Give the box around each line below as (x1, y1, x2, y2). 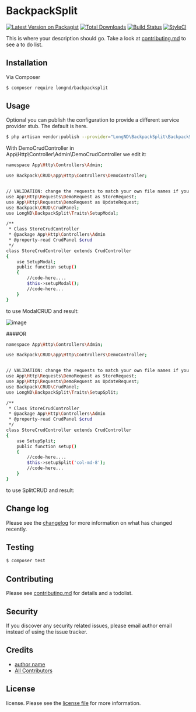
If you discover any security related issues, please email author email (6, 622, 172, 629)
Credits (6, 645, 34, 655)
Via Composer (6, 73, 41, 80)
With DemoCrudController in (6, 145, 74, 152)
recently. (6, 525, 27, 532)
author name (14, 661, 45, 668)
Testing (6, 542, 34, 552)
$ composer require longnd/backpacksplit (6, 85, 108, 91)
